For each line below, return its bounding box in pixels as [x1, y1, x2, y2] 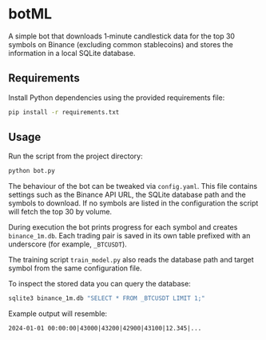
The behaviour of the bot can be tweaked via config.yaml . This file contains [8, 182, 258, 191]
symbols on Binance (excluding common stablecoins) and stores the [8, 39, 233, 49]
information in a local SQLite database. [8, 48, 136, 58]
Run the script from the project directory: [8, 151, 143, 161]
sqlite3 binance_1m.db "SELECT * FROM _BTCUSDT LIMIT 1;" [8, 294, 205, 302]
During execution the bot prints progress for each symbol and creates [8, 222, 238, 232]
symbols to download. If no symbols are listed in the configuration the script [8, 198, 259, 208]
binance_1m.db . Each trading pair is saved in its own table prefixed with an [8, 231, 251, 241]
